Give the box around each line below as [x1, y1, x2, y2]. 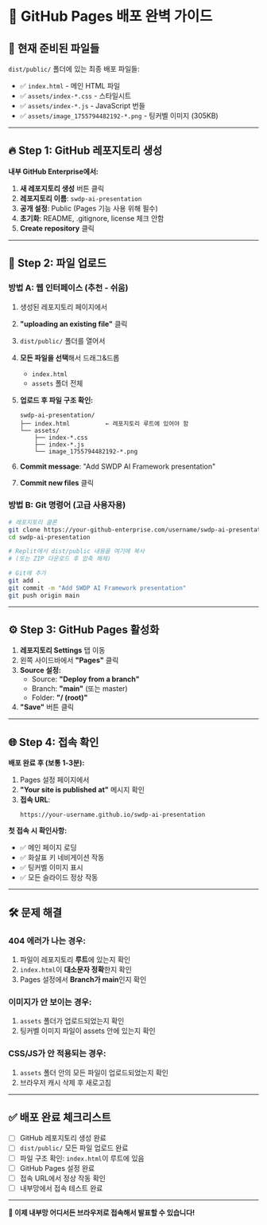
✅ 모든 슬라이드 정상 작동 [19, 873, 99, 882]
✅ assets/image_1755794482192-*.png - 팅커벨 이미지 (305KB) [19, 111, 219, 120]
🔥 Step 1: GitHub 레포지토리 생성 [8, 144, 163, 158]
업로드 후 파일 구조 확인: [19, 395, 94, 405]
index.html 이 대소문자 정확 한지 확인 [19, 964, 133, 974]
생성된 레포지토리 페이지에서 [19, 302, 108, 312]
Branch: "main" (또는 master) [31, 684, 129, 693]
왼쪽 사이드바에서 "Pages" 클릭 [19, 655, 119, 666]
